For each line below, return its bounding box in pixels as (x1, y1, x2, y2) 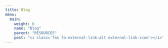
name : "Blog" (14, 26, 41, 31)
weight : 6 (14, 21, 35, 26)
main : (9, 16, 21, 21)
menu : (5, 12, 16, 17)
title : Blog (5, 7, 30, 12)
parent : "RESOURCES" (14, 30, 57, 35)
